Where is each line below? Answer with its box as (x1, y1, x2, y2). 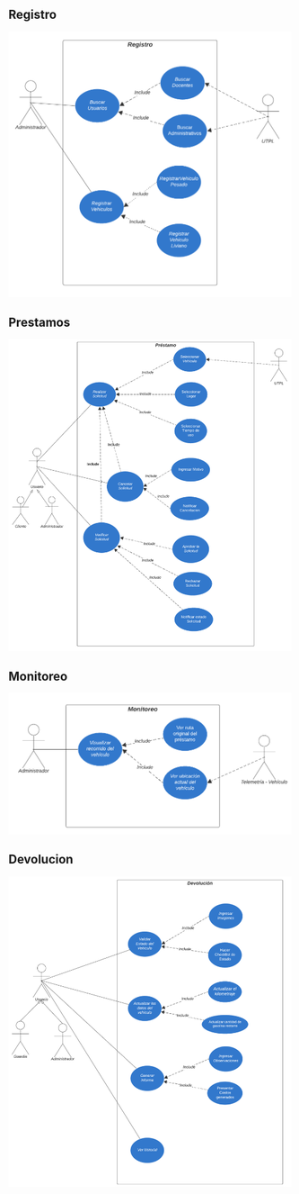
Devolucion (8, 852, 74, 867)
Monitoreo (8, 668, 68, 683)
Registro (8, 7, 57, 23)
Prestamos (8, 314, 71, 330)
